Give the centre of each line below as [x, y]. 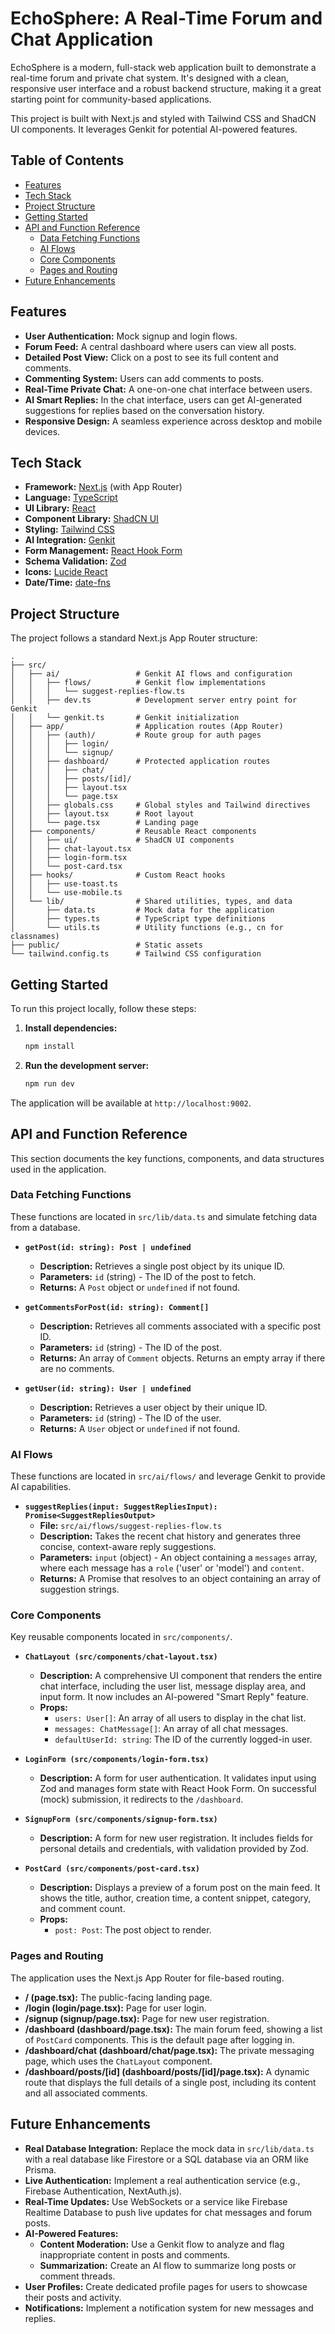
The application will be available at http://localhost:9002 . [131, 1103]
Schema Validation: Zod [75, 561]
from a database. [45, 1227]
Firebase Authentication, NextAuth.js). [103, 2191]
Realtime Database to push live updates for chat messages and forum [168, 2212]
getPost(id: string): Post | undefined [108, 1247]
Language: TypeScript [71, 498]
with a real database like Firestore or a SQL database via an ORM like [166, 2159]
